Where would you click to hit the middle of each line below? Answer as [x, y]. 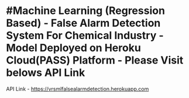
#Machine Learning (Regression [86, 11]
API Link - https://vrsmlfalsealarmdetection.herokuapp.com [78, 89]
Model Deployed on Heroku [74, 48]
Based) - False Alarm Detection [83, 23]
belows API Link [46, 73]
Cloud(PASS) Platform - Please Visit [95, 60]
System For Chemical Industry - [85, 36]
